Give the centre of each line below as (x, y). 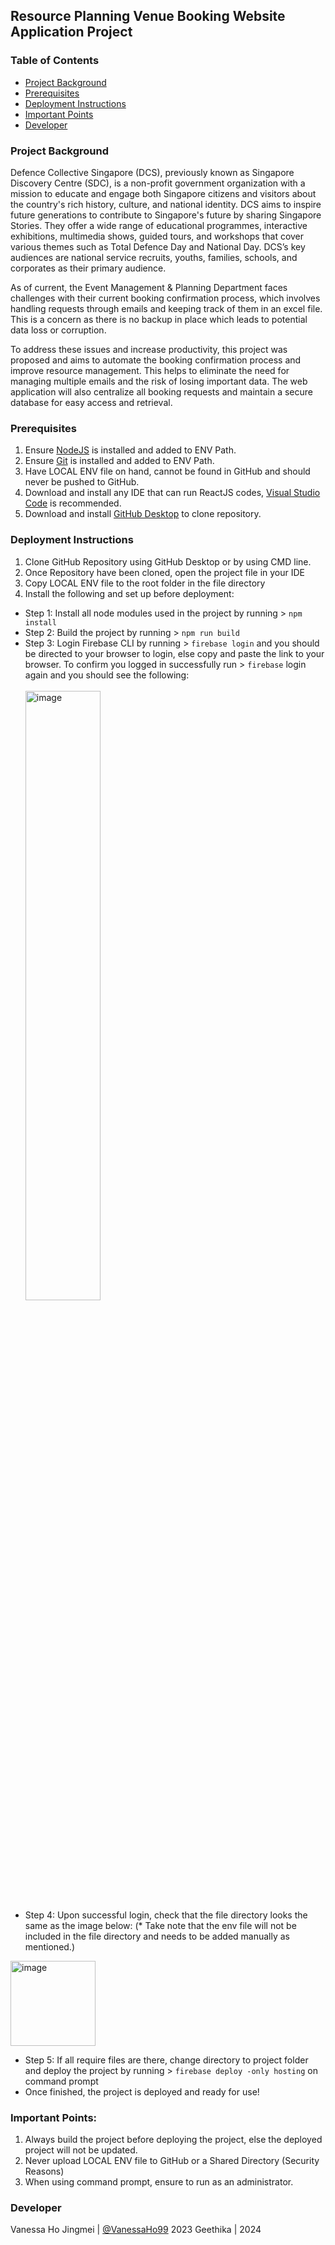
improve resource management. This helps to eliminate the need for (150, 370)
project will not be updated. (81, 2150)
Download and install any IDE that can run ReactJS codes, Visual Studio (172, 493)
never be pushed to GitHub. (82, 482)
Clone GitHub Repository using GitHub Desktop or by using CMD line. (168, 561)
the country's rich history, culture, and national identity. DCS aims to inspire (166, 204)
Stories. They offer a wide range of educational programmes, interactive (159, 225)
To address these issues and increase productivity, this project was (149, 349)
